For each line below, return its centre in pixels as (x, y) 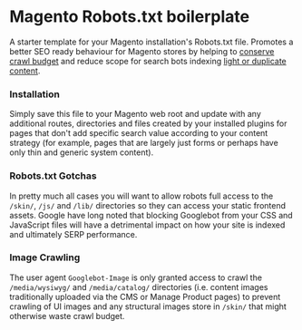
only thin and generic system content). (82, 152)
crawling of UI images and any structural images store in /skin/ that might (148, 306)
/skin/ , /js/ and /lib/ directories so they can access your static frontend (148, 205)
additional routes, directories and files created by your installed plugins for (148, 123)
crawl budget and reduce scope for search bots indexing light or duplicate (148, 61)
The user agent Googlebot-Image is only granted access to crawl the (136, 277)
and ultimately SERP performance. (73, 234)
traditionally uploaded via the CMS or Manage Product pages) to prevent (145, 296)
